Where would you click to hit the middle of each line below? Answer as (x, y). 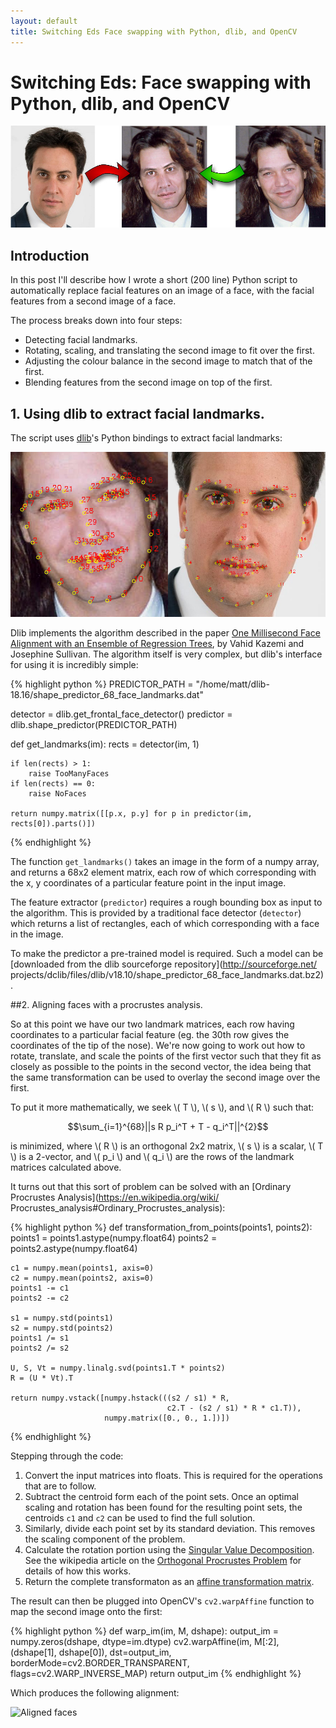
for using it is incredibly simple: (74, 665)
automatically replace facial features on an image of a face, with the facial (162, 291)
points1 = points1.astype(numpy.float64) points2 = (114, 1238)
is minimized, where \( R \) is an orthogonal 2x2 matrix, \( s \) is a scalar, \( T (167, 1146)
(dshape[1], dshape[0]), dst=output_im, (91, 1652)
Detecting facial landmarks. (81, 340)
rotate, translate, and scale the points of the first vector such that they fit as (166, 1056)
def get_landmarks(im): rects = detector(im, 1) (105, 744)
